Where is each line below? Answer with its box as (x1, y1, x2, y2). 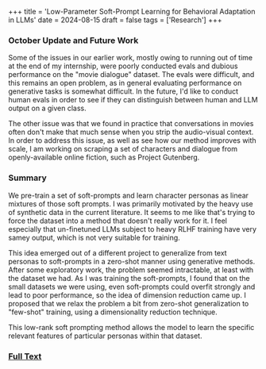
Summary (8, 172, 48, 183)
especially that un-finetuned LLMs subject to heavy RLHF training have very (8, 224, 256, 233)
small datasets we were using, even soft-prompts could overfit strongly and (8, 282, 256, 291)
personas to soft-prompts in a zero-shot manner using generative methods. (8, 256, 256, 266)
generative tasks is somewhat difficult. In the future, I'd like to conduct (8, 86, 239, 96)
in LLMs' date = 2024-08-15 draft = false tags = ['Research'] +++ (8, 15, 222, 25)
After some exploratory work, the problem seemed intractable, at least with (8, 265, 254, 275)
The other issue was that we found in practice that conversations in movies (8, 119, 254, 129)
